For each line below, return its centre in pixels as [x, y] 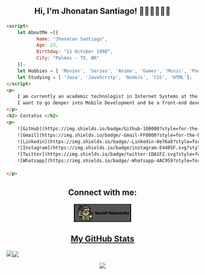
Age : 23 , [48, 45]
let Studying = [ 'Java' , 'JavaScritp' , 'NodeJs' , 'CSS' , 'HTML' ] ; [105, 77]
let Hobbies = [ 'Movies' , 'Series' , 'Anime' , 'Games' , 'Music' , [102, 71]
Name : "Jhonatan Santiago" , [72, 39]
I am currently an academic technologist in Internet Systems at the [108, 97]
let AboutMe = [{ [38, 32]
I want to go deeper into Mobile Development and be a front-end [102, 103]
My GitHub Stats [103, 239]
